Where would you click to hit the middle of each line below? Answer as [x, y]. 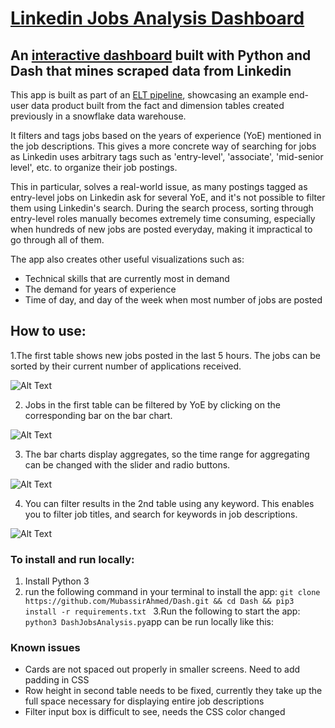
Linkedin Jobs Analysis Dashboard [157, 18]
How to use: [48, 331]
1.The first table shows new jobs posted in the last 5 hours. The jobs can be [165, 355]
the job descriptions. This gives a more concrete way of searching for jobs [163, 146]
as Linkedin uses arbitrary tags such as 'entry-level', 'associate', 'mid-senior [167, 156]
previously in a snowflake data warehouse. [98, 116]
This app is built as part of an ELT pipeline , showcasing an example [148, 95]
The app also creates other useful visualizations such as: [127, 259]
